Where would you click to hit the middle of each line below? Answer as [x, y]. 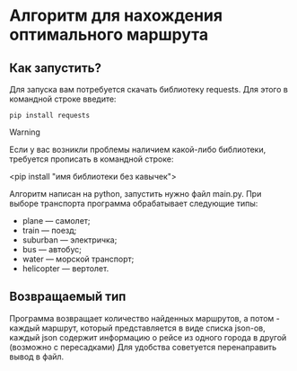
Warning [25, 132]
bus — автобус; [52, 249]
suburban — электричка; [70, 240]
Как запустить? [55, 68]
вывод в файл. [37, 357]
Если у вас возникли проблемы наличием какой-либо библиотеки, [138, 150]
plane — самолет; [57, 221]
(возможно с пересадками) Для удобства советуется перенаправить [143, 347]
